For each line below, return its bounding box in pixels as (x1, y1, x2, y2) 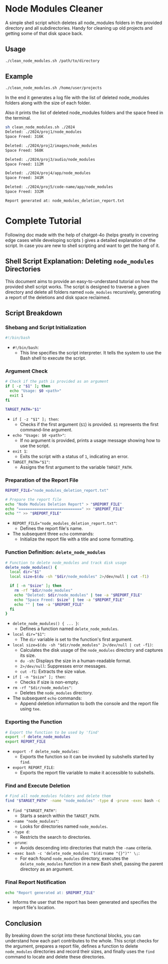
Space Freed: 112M (5, 161, 44, 166)
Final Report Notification (5, 879, 66, 886)
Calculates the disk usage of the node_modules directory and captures (20, 647, 163, 653)
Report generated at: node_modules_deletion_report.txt (5, 198, 124, 203)
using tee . (20, 706, 41, 712)
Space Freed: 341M (5, 176, 44, 181)
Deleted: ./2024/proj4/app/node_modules (5, 170, 91, 176)
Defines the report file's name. (20, 525, 83, 532)
